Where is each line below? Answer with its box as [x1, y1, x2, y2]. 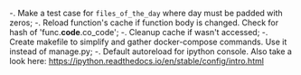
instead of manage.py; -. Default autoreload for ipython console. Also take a [9, 46, 292, 57]
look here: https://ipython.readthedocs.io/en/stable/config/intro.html [9, 56, 265, 66]
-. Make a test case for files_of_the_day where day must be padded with [9, 8, 283, 18]
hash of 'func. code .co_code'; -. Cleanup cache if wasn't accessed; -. [9, 27, 268, 37]
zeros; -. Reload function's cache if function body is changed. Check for [9, 17, 278, 28]
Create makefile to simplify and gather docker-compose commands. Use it [9, 36, 287, 47]
